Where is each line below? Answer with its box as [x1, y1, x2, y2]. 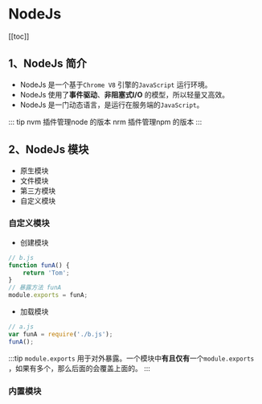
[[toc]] [8, 31, 30, 41]
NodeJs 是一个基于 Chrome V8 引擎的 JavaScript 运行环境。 [19, 80, 212, 89]
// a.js [8, 323, 35, 331]
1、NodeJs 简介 [8, 57, 87, 71]
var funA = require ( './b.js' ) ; [8, 330, 113, 338]
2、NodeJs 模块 [8, 142, 89, 157]
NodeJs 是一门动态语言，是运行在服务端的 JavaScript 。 [19, 100, 204, 109]
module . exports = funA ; [8, 291, 88, 299]
